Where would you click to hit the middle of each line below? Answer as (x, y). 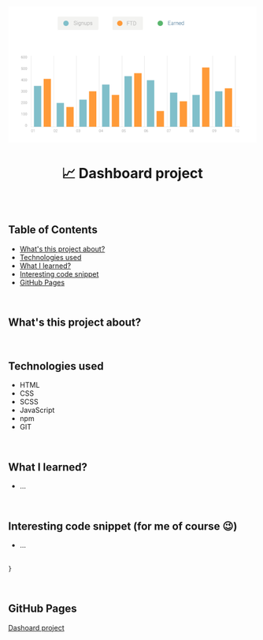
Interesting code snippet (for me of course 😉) (123, 526)
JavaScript (37, 410)
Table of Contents (53, 230)
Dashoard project (36, 627)
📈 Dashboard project (132, 173)
